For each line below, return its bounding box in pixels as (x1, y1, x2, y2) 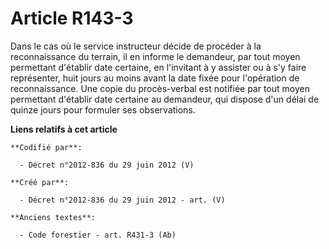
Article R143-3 (10, 7, 134, 30)
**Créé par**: (10, 177, 70, 187)
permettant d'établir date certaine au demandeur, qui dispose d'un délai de (10, 93, 320, 105)
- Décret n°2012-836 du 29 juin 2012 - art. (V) (19, 195, 226, 205)
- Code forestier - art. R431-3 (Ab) (19, 230, 177, 240)
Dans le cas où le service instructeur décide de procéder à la (10, 40, 262, 52)
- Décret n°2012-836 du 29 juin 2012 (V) (19, 160, 195, 170)
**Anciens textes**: (10, 212, 97, 222)
